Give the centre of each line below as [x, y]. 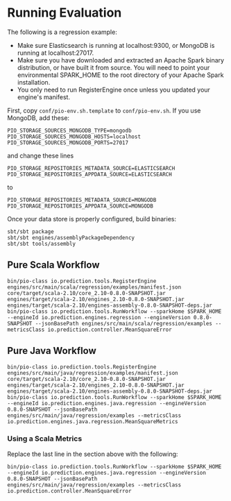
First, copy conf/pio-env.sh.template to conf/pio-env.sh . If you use [104, 110]
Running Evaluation [65, 13]
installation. [34, 82]
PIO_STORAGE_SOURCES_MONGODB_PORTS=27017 [68, 143]
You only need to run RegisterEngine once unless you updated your [113, 90]
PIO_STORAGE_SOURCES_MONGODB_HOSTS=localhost [74, 137]
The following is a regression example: [62, 32]
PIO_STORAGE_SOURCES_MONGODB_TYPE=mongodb [69, 130]
